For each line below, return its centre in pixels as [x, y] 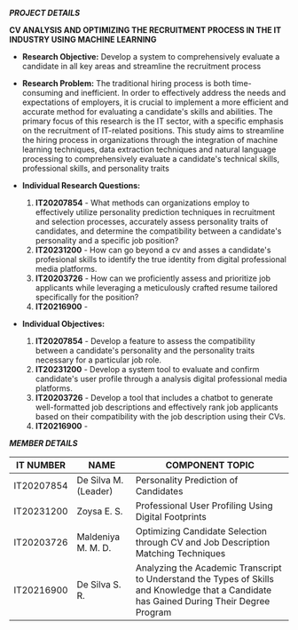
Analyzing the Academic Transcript [208, 568]
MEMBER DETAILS [43, 443]
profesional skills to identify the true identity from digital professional [161, 259]
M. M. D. [94, 548]
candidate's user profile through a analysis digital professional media [161, 379]
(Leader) [95, 491]
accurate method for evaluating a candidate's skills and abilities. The [147, 112]
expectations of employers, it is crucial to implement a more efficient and [155, 102]
